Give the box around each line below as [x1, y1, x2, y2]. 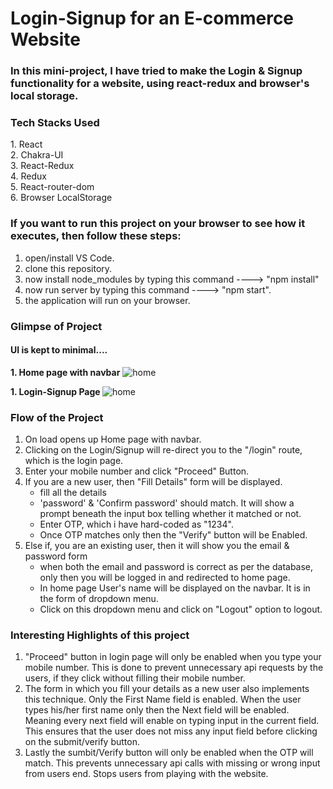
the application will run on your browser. [24, 294, 191, 306]
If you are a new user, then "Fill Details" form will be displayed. [24, 476, 283, 488]
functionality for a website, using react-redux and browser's [10, 77, 310, 91]
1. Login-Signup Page [10, 385, 101, 397]
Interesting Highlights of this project [10, 628, 190, 642]
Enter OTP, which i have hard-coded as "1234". [39, 518, 234, 531]
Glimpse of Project [10, 319, 103, 333]
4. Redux [10, 170, 48, 182]
